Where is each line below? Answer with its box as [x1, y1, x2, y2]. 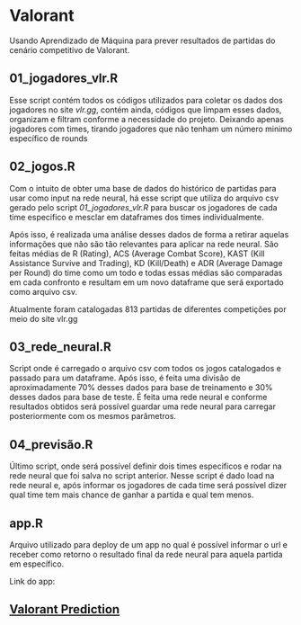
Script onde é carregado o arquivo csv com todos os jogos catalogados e [9, 363, 281, 374]
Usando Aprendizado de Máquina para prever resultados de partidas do [9, 35, 276, 46]
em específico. [9, 558, 65, 569]
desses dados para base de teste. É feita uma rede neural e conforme [9, 392, 268, 403]
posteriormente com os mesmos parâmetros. [9, 411, 177, 422]
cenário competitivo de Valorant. [9, 44, 130, 55]
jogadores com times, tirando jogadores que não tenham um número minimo [9, 123, 293, 134]
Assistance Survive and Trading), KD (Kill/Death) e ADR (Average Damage [9, 257, 283, 268]
